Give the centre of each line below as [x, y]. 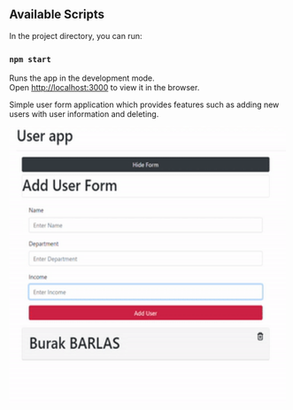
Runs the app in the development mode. [82, 78]
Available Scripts [57, 15]
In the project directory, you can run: [76, 35]
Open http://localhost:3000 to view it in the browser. [104, 88]
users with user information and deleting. [84, 114]
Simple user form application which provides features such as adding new [144, 104]
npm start [30, 59]
